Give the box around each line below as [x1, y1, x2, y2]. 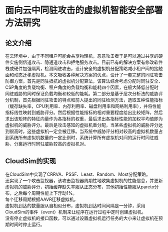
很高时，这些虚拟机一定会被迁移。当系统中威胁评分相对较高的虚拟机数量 [9, 129, 158, 134]
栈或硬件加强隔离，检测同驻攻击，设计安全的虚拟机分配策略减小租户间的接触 [5, 66, 163, 71]
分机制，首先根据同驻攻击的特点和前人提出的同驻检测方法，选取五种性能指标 [5, 97, 163, 103]
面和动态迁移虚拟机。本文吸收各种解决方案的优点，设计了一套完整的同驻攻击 [5, 72, 163, 78]
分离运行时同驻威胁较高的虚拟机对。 [13, 141, 88, 147]
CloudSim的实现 [5, 157, 56, 166]
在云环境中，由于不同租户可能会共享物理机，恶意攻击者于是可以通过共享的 [5, 53, 158, 59]
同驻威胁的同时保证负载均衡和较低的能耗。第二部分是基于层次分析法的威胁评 [5, 91, 163, 96]
